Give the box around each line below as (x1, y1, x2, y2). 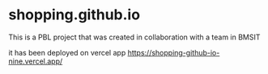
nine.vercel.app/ (8, 56, 63, 66)
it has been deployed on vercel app (8, 47, 126, 57)
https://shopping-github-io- (127, 47, 220, 57)
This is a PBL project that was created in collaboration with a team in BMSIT (8, 32, 261, 42)
